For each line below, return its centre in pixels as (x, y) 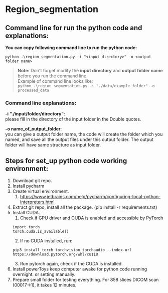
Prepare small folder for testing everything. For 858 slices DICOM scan (86, 280)
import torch (26, 227)
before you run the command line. (52, 76)
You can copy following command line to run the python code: (71, 48)
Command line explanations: (41, 103)
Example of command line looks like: (55, 81)
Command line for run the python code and (74, 28)
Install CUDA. (26, 213)
